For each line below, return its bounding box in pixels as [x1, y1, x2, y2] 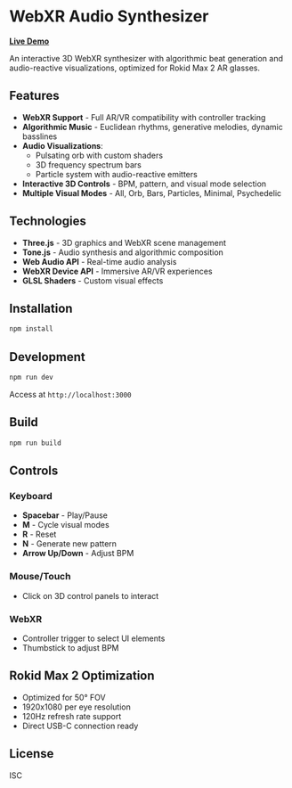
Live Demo [9, 36, 50, 46]
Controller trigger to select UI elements [21, 633, 166, 644]
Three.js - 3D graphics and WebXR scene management [21, 237, 227, 248]
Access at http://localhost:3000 [9, 389, 132, 399]
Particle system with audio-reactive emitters [35, 168, 198, 179]
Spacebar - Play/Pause [21, 510, 109, 521]
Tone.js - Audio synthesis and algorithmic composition [21, 247, 224, 258]
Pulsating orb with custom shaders [35, 150, 163, 160]
